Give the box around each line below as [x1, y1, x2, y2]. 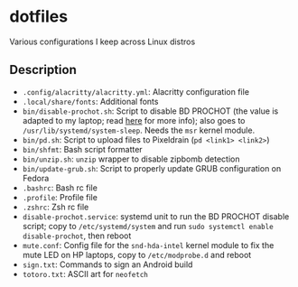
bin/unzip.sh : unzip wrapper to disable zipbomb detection [22, 153, 240, 164]
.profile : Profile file [22, 191, 98, 202]
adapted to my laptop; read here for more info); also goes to [22, 115, 246, 125]
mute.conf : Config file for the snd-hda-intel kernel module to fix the [22, 239, 275, 250]
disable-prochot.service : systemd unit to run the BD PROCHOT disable [22, 210, 290, 222]
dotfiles [9, 6, 69, 27]
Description [9, 62, 77, 78]
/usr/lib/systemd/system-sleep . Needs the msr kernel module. [22, 125, 256, 135]
